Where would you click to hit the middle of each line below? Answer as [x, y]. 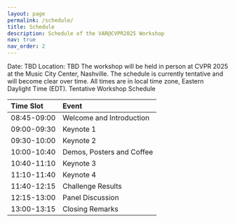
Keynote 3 [79, 163]
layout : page [26, 14]
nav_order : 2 [26, 46]
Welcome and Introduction [106, 118]
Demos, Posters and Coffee [108, 152]
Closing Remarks [90, 209]
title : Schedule [31, 27]
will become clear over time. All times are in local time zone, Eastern [106, 81]
